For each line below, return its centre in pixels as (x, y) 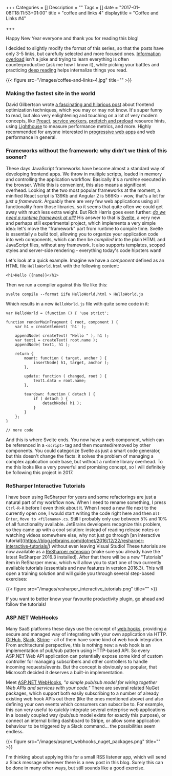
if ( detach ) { (50, 399)
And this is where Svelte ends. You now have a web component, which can (85, 440)
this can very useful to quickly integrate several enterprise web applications (86, 710)
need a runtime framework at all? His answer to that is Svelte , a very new (83, 218)
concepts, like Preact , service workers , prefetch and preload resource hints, (86, 121)
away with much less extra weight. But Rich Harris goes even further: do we (86, 212)
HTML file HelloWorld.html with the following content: (62, 266)
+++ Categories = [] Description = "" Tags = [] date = (62, 7)
